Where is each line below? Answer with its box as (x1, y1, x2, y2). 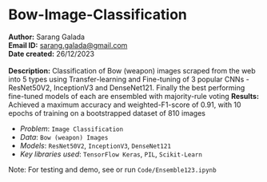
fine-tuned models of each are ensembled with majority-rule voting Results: (8, 91, 260, 101)
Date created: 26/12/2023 (8, 49, 94, 58)
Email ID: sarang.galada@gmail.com (8, 40, 128, 49)
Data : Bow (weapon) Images (19, 132, 109, 141)
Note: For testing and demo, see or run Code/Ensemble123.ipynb (8, 164, 217, 174)
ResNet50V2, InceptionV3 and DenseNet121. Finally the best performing (8, 82, 245, 93)
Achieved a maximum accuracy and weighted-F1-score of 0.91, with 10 (8, 100, 241, 109)
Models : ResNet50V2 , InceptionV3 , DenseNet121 (19, 140, 172, 150)
